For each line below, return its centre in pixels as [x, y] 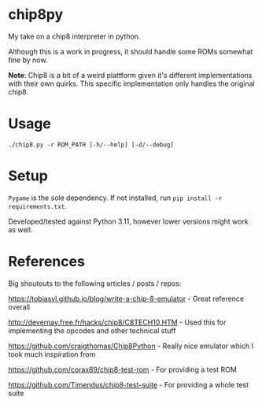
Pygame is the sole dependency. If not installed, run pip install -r [115, 198]
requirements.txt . [37, 206]
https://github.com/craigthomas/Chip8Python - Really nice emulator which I [131, 346]
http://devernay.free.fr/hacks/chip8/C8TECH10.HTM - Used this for [117, 322]
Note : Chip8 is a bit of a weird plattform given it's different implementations [130, 75]
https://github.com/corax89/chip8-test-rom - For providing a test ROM [123, 369]
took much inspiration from [52, 354]
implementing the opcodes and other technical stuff [92, 330]
